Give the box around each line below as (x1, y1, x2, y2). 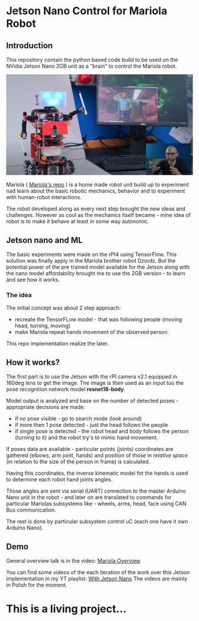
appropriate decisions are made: (6, 404, 86, 411)
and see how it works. (6, 276, 60, 283)
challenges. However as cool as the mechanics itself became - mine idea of (6, 212, 191, 219)
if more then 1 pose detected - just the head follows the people (14, 421, 168, 428)
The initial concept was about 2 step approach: (6, 304, 121, 311)
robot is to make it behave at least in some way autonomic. (6, 218, 150, 225)
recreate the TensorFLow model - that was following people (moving (14, 316, 182, 323)
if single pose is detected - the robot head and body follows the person (14, 428, 189, 435)
